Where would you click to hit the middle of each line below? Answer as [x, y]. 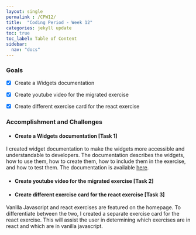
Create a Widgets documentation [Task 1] [66, 136]
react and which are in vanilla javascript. [55, 226]
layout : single [25, 11]
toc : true [18, 33]
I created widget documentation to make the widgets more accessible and [95, 149]
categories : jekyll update [39, 28]
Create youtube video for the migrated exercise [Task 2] [84, 181]
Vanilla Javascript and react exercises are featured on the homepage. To [94, 207]
